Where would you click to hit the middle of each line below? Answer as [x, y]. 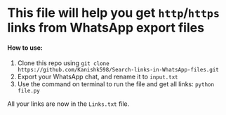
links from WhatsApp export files [106, 28]
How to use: [25, 48]
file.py [28, 91]
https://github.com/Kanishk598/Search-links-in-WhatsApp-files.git [118, 70]
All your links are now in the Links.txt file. [68, 104]
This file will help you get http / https [113, 13]
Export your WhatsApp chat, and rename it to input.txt [98, 77]
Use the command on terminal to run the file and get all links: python [116, 84]
